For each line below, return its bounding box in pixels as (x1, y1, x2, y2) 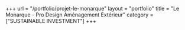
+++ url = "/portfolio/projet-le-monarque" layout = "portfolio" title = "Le (5, 5, 180, 12)
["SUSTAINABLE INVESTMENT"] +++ (5, 18, 97, 24)
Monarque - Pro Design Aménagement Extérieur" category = (5, 11, 154, 18)
